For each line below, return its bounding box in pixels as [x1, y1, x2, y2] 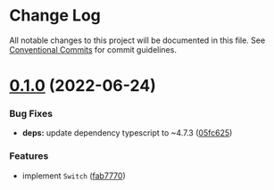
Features [9, 150, 49, 162]
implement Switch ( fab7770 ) [21, 170, 127, 181]
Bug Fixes [9, 108, 54, 120]
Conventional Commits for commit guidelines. [9, 44, 177, 54]
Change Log [9, 5, 101, 26]
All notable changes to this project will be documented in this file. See [9, 35, 266, 45]
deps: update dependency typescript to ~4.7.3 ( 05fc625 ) [21, 128, 233, 138]
